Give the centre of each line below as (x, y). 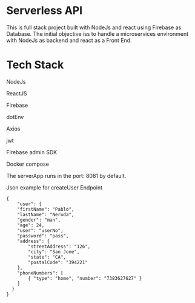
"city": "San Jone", (54, 252)
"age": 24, (31, 225)
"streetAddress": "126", (59, 247)
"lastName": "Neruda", (46, 214)
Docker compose (28, 164)
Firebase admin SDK (32, 152)
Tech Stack (35, 65)
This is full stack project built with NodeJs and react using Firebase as (94, 27)
